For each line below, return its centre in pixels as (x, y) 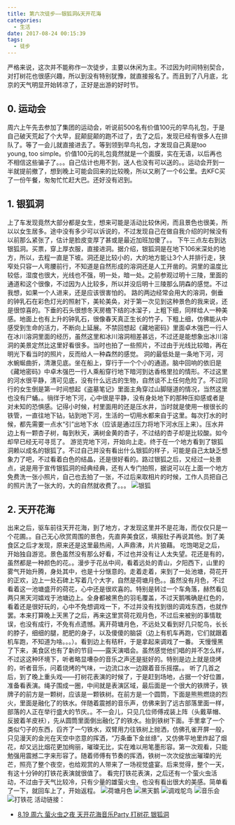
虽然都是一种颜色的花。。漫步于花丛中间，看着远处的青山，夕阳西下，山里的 (116, 563)
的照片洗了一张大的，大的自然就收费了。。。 (69, 485)
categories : (24, 20)
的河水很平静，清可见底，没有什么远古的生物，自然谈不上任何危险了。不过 (114, 380)
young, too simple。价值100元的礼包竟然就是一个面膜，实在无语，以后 (108, 153)
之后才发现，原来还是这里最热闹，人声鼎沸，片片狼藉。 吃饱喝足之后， (121, 545)
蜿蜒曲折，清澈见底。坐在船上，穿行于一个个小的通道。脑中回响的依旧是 (117, 363)
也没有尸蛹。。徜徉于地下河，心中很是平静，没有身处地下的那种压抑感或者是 (116, 398)
